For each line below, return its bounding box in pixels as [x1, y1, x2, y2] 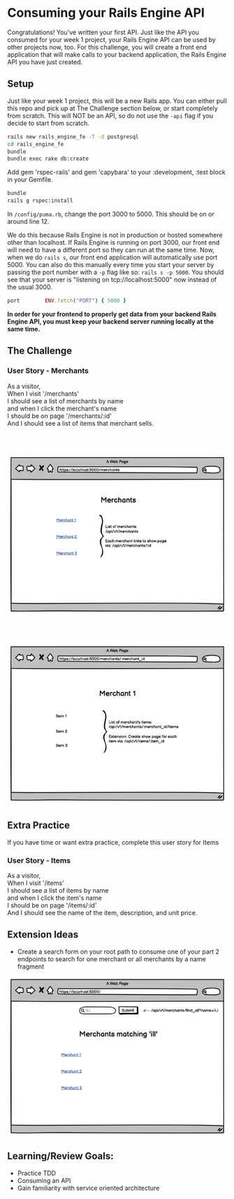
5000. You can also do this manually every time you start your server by [7, 261, 214, 268]
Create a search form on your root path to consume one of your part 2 [17, 947, 220, 956]
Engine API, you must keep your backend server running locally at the [7, 317, 214, 326]
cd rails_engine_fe [7, 141, 64, 148]
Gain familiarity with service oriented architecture [17, 1184, 160, 1192]
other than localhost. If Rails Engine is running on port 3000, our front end [7, 238, 220, 246]
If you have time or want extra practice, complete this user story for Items [7, 838, 219, 847]
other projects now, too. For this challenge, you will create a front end [7, 43, 207, 51]
